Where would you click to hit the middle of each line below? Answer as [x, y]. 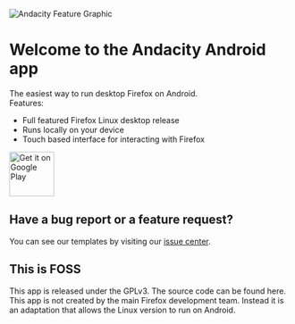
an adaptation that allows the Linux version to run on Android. [122, 310]
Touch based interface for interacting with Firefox [114, 139]
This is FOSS [45, 269]
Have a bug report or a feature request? [122, 220]
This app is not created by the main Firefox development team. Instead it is [147, 300]
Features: [27, 103]
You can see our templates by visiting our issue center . [110, 241]
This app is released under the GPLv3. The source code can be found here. [147, 291]
